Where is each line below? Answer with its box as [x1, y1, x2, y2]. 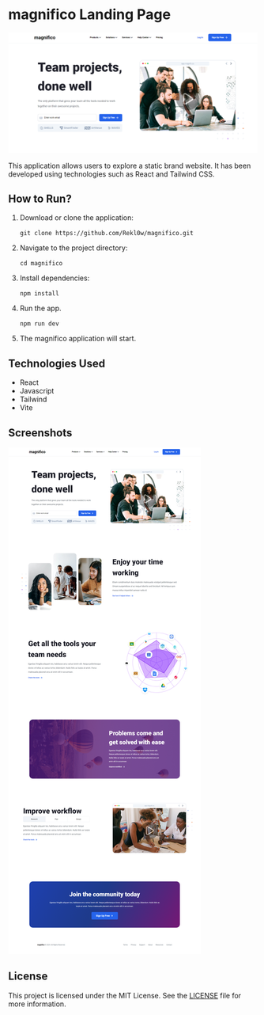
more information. [8, 999, 66, 1009]
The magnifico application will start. [19, 334, 137, 344]
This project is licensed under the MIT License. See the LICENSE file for [8, 990, 242, 1000]
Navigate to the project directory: [19, 243, 128, 253]
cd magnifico [19, 260, 63, 268]
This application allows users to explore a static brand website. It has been [8, 161, 251, 170]
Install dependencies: [19, 273, 90, 283]
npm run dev [19, 320, 59, 328]
